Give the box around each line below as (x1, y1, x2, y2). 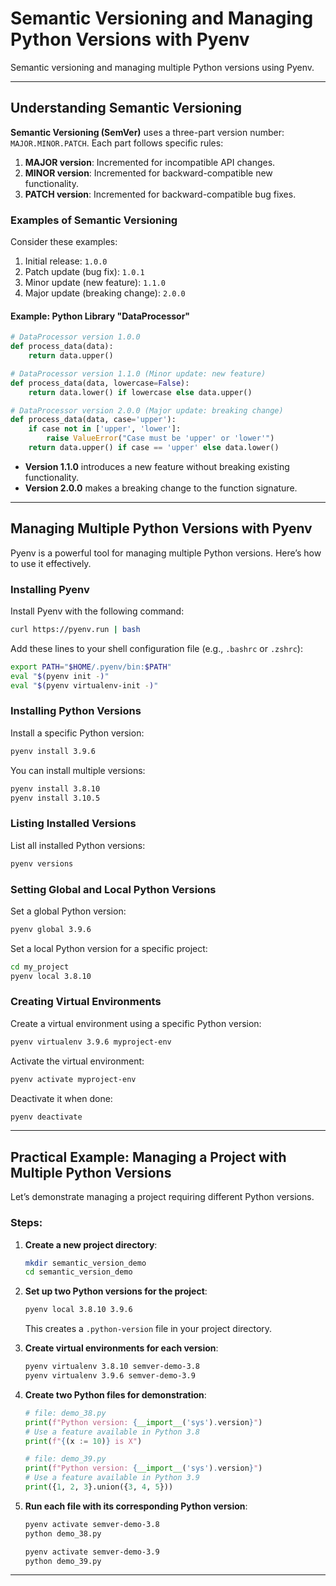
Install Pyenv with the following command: (10, 605, 185, 617)
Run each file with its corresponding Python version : (24, 1500, 248, 1512)
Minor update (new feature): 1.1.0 (24, 277, 166, 289)
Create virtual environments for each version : (24, 1342, 219, 1354)
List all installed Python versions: (10, 839, 146, 851)
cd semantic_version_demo (24, 1267, 133, 1277)
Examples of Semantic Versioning (10, 213, 178, 227)
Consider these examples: (10, 236, 118, 248)
